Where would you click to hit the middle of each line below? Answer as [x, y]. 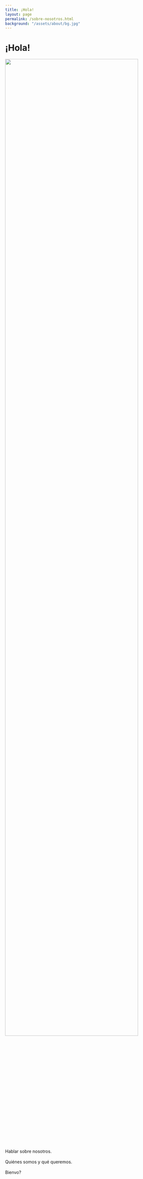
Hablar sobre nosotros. [28, 1151]
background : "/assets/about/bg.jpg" [43, 24]
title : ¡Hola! [20, 10]
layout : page [18, 14]
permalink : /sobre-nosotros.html [39, 19]
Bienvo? [13, 1173]
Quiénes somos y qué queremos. [39, 1162]
